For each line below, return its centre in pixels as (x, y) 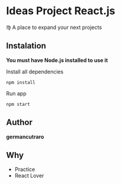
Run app (16, 93)
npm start (18, 104)
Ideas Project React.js (61, 11)
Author (19, 122)
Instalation (26, 46)
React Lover (29, 176)
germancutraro (25, 137)
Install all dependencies (35, 72)
